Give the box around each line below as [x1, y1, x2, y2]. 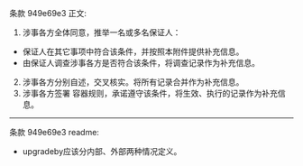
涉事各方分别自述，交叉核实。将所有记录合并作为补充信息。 [22, 77, 244, 88]
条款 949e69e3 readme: [9, 127, 99, 137]
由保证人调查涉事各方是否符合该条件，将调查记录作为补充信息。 [22, 58, 260, 68]
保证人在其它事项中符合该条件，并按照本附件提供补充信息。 [22, 46, 244, 57]
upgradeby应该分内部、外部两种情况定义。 [22, 146, 182, 156]
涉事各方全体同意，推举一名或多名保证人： [22, 27, 181, 38]
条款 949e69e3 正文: [9, 8, 87, 18]
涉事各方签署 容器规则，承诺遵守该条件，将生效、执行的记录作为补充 [22, 88, 278, 98]
